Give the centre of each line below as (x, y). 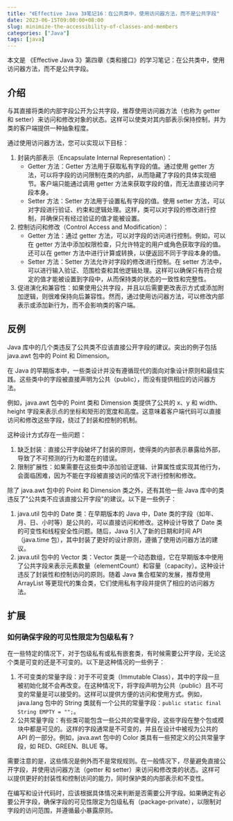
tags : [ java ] (26, 40)
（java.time (33, 539)
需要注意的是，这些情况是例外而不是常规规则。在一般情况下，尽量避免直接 (113, 761)
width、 (210, 403)
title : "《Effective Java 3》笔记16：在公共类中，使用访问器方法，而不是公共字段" (113, 14)
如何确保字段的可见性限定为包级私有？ (71, 637)
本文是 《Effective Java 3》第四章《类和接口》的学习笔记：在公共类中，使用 (116, 60)
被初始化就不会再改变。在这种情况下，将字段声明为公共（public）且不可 (120, 686)
